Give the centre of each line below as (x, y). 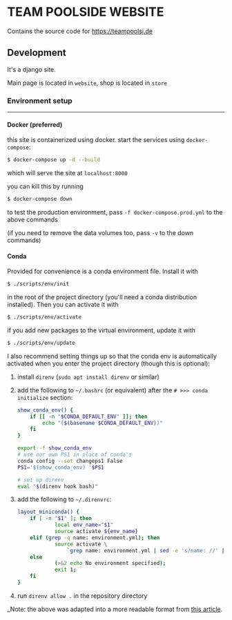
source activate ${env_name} (96, 532)
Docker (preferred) (35, 124)
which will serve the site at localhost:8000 (67, 173)
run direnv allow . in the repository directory (82, 596)
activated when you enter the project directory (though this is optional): (109, 363)
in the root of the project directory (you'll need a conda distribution (102, 297)
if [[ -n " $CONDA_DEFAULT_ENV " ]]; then (89, 417)
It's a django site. (32, 69)
